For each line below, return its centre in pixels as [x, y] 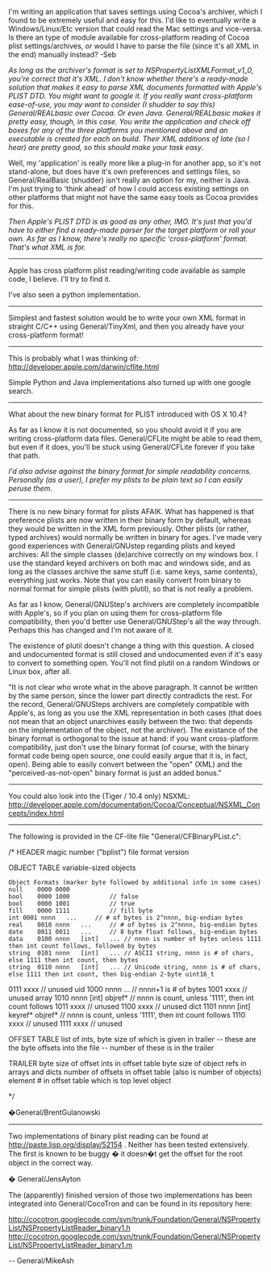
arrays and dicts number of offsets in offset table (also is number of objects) [135, 1072]
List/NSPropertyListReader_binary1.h [69, 1228]
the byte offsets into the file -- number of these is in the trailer [111, 1048]
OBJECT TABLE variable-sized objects [72, 868]
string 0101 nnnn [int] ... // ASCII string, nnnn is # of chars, [131, 953]
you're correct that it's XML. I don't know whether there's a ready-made [128, 79]
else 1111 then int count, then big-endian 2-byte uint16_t [112, 974]
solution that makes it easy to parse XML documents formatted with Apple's [135, 87]
